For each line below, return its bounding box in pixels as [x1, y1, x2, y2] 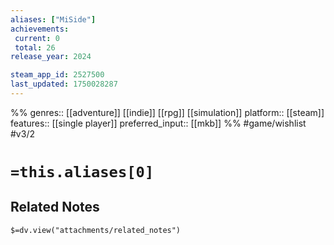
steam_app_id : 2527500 [10, 70, 105, 80]
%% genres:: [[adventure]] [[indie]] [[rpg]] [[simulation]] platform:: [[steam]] [10, 106, 325, 118]
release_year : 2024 [10, 52, 92, 62]
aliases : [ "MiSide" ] [10, 14, 97, 25]
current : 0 [14, 33, 60, 43]
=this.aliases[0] [10, 163, 155, 182]
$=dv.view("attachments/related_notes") [10, 225, 182, 235]
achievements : [10, 24, 70, 34]
